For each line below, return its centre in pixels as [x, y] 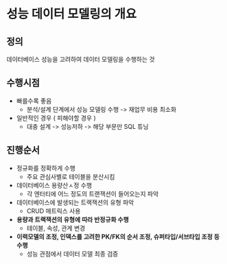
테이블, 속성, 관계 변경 [56, 228]
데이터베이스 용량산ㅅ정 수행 [54, 185]
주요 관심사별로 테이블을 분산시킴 [71, 176]
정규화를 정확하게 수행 [46, 168]
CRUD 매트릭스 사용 [53, 211]
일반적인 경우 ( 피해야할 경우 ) [56, 118]
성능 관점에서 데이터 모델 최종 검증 [72, 254]
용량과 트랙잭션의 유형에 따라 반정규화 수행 [73, 219]
